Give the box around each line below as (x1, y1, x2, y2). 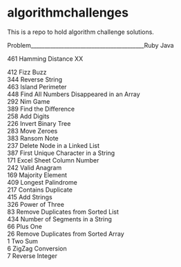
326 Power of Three (7, 200, 64, 208)
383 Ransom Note (7, 133, 59, 142)
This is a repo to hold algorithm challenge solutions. (7, 28, 154, 36)
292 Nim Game (7, 97, 50, 105)
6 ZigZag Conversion (7, 244, 67, 252)
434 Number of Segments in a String (7, 214, 113, 223)
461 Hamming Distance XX (7, 54, 84, 63)
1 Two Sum (7, 237, 38, 245)
